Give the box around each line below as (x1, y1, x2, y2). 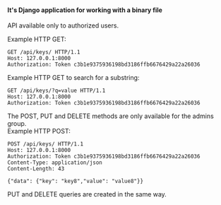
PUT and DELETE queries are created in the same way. (7, 190, 167, 199)
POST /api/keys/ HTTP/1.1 (7, 141, 83, 148)
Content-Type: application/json (7, 159, 102, 166)
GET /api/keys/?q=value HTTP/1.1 (7, 87, 106, 95)
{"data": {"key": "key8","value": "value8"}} (7, 177, 143, 185)
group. (7, 119, 27, 128)
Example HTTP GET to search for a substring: (7, 74, 140, 82)
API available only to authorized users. (7, 21, 119, 30)
